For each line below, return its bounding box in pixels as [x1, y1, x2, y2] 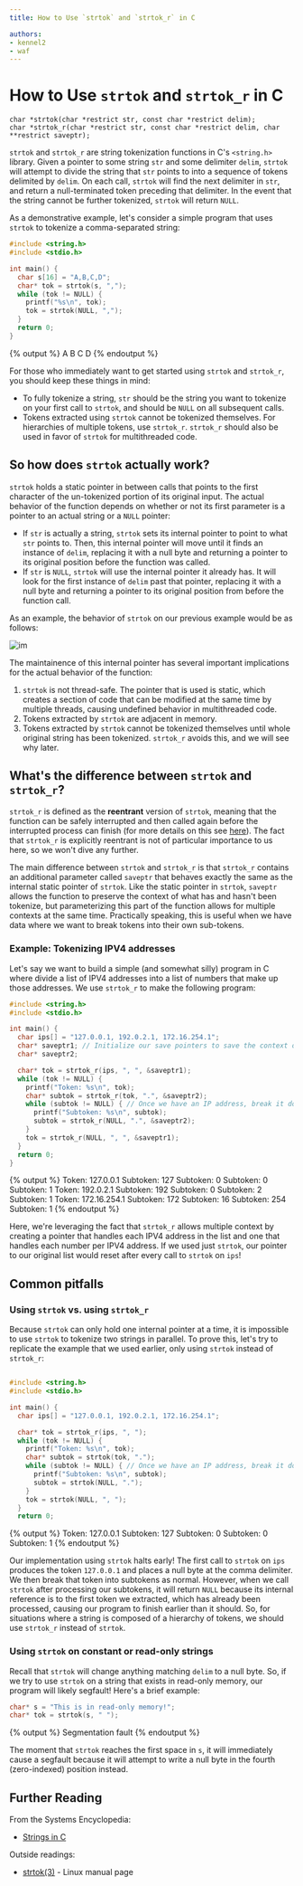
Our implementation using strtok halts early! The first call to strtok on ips [9, 1555, 286, 1566]
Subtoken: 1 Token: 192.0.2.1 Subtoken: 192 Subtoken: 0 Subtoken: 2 [9, 1184, 262, 1195]
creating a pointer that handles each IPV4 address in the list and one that [9, 1231, 280, 1242]
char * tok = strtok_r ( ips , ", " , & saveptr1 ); [17, 1066, 192, 1075]
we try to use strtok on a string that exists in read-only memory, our [9, 1675, 263, 1686]
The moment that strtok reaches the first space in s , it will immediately [9, 1745, 273, 1756]
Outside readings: [9, 1849, 76, 1860]
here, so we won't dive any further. [9, 845, 140, 856]
